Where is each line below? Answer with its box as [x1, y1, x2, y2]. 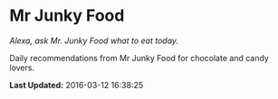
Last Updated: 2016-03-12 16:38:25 [9, 79, 143, 90]
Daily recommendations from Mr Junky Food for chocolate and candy [9, 52, 269, 63]
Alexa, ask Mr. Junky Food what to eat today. [9, 35, 179, 46]
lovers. [9, 62, 34, 73]
